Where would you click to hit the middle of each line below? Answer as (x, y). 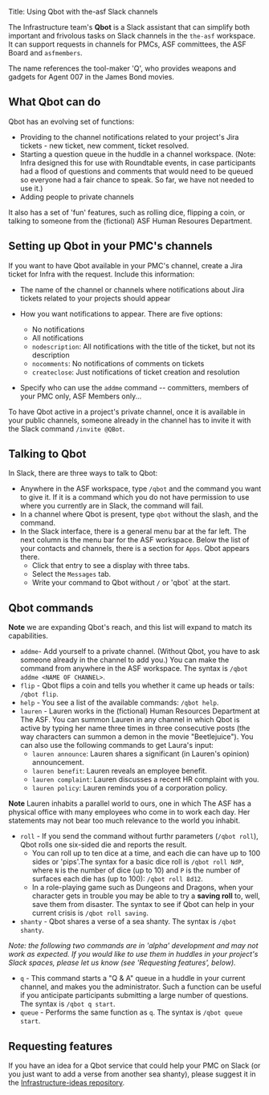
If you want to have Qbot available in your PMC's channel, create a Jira (126, 265)
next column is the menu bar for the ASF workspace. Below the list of (134, 540)
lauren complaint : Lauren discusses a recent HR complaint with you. (145, 779)
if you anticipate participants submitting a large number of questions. (134, 995)
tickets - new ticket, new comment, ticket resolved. (104, 145)
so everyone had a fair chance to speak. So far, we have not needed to (137, 179)
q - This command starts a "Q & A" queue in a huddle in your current (132, 979)
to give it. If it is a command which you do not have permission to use (134, 497)
